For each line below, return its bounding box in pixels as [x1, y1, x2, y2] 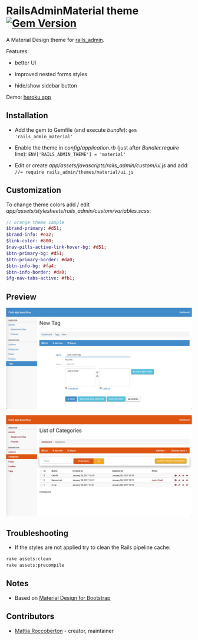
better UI [14, 59, 37, 66]
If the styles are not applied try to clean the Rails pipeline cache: [14, 544, 171, 551]
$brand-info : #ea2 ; [6, 232, 54, 238]
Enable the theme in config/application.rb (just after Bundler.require [14, 144, 180, 151]
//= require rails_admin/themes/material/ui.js [14, 169, 134, 175]
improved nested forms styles [14, 70, 87, 77]
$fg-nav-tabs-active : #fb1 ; [6, 275, 75, 281]
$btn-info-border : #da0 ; [6, 269, 67, 275]
